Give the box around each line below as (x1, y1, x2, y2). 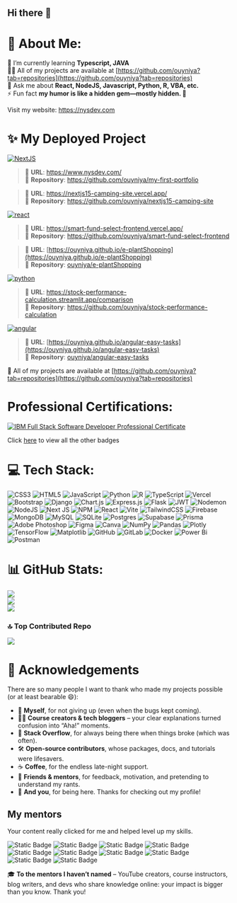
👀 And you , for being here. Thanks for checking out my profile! (17, 788, 201, 796)
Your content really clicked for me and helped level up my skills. (7, 827, 193, 836)
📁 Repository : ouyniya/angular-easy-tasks (24, 353, 149, 362)
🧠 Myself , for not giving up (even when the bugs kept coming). (17, 706, 202, 715)
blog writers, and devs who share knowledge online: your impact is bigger (7, 880, 224, 889)
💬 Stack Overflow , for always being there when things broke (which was (17, 729, 230, 737)
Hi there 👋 (7, 7, 52, 19)
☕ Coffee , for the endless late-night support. (17, 762, 149, 771)
